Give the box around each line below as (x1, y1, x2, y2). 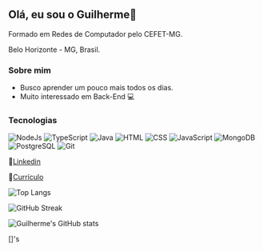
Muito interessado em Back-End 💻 (19, 92, 135, 102)
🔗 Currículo (8, 173, 44, 182)
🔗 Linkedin (8, 157, 42, 166)
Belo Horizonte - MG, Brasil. (8, 45, 101, 54)
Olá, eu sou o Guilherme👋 (8, 8, 137, 22)
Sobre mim (8, 65, 52, 76)
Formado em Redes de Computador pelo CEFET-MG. (8, 29, 183, 38)
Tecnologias (8, 115, 58, 126)
